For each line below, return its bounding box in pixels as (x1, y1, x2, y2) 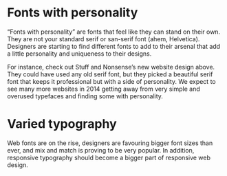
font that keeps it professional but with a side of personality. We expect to (7, 77, 216, 85)
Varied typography (7, 116, 117, 132)
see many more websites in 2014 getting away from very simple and (7, 85, 201, 93)
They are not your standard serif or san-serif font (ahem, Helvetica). (7, 34, 200, 43)
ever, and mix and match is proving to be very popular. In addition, (7, 146, 195, 154)
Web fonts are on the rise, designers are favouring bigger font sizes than (7, 139, 213, 147)
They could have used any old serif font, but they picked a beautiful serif (7, 70, 213, 78)
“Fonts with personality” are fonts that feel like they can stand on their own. (7, 27, 221, 36)
